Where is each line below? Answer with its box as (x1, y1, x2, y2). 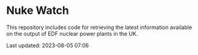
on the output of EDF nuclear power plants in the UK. (6, 30, 138, 37)
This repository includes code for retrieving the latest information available (6, 24, 193, 31)
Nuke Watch (6, 4, 70, 18)
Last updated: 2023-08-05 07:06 (6, 42, 89, 49)
